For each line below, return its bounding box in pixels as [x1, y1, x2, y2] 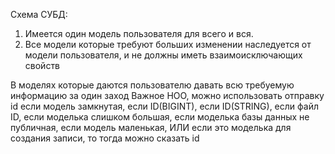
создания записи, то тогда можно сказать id [10, 132, 200, 144]
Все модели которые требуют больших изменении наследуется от [24, 39, 312, 50]
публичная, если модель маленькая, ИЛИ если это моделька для [10, 122, 292, 133]
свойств [24, 60, 61, 71]
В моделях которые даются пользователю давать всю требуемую [10, 79, 295, 91]
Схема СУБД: [10, 9, 68, 20]
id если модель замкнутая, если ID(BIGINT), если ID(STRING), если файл [10, 100, 319, 112]
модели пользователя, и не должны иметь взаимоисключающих [24, 49, 303, 61]
